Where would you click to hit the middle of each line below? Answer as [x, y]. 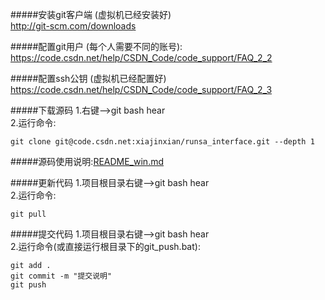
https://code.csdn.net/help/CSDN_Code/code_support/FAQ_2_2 [141, 57]
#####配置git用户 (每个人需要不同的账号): [96, 46]
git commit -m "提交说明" [61, 276]
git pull [28, 214]
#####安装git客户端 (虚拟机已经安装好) [91, 14]
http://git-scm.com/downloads [73, 26]
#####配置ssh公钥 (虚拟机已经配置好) [88, 78]
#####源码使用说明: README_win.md [87, 161]
